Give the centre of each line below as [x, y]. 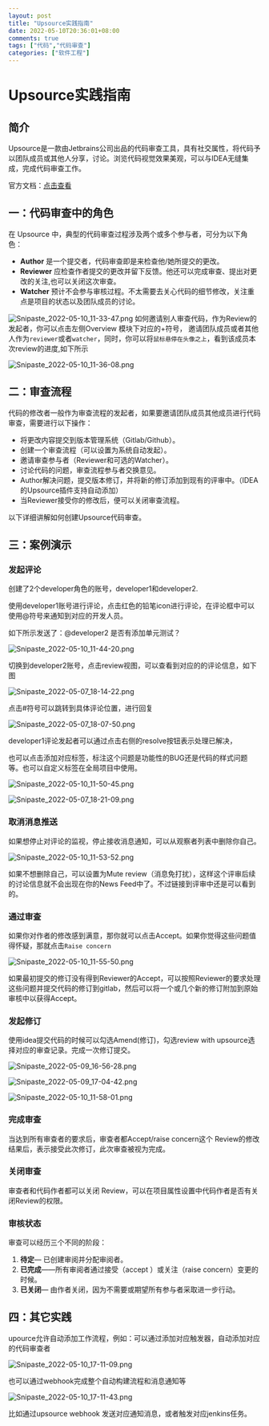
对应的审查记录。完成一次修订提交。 [74, 1050]
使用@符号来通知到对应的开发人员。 [68, 616]
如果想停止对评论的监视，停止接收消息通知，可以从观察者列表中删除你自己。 [134, 841]
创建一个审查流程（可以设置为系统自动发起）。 [95, 450]
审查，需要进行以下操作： [50, 423]
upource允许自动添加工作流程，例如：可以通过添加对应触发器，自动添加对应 [134, 1338]
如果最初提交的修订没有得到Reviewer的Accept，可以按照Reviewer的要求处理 [134, 978]
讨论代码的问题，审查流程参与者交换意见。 [90, 470]
